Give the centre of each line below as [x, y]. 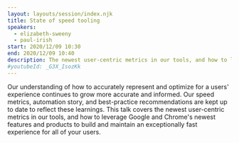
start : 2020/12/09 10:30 [44, 47]
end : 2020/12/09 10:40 [41, 54]
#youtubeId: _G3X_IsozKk [44, 67]
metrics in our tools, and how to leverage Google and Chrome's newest [111, 117]
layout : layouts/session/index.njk [60, 14]
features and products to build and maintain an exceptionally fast [102, 124]
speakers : [22, 27]
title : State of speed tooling [54, 21]
